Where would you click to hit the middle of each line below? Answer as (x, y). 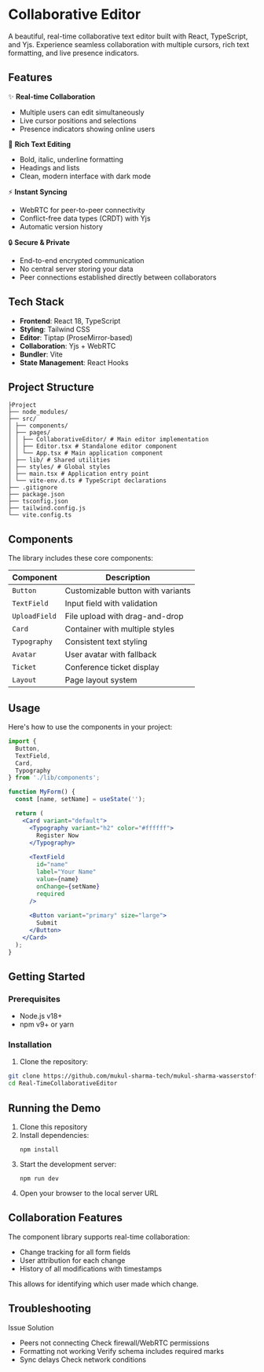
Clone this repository (53, 1127)
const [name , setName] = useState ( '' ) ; (81, 799)
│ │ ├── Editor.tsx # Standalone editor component (93, 446)
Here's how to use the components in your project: (90, 727)
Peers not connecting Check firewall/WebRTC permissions (114, 1343)
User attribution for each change (72, 1260)
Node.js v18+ (41, 1016)
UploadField (35, 616)
